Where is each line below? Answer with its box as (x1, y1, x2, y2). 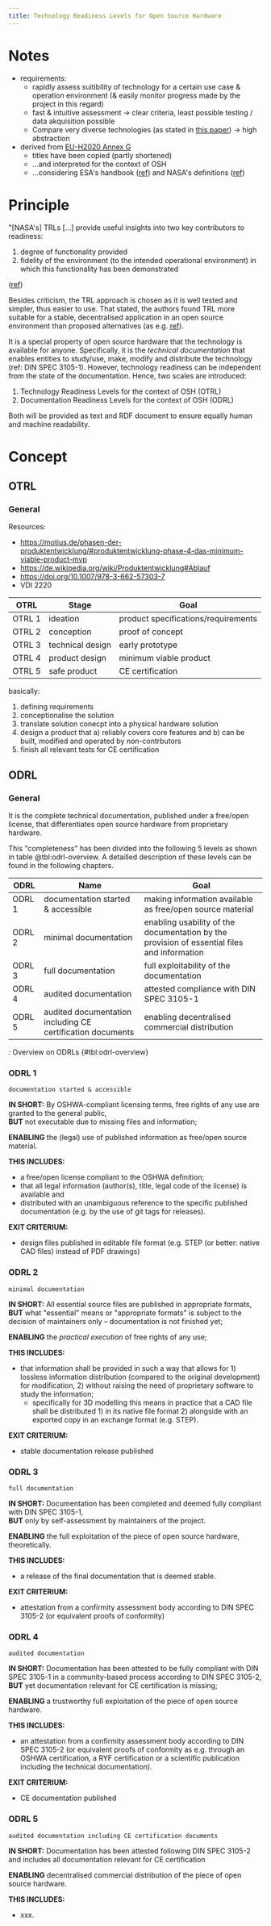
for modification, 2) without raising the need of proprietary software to (19, 1381, 254, 1390)
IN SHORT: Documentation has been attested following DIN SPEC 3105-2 (8, 1845, 252, 1856)
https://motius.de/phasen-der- (19, 537, 123, 547)
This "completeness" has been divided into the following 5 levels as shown (8, 844, 257, 854)
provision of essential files (144, 937, 244, 948)
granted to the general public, (8, 1109, 107, 1118)
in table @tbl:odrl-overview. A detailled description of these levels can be (8, 852, 252, 862)
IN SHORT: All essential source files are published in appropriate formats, (8, 1299, 252, 1309)
